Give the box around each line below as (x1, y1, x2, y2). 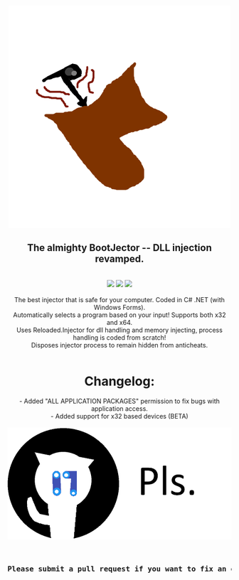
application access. (91, 404, 148, 413)
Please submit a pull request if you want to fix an (7, 564, 227, 574)
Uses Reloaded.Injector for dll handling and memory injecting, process (16, 326, 223, 334)
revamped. (95, 253, 144, 265)
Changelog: (84, 373, 155, 389)
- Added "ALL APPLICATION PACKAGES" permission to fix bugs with (18, 397, 221, 405)
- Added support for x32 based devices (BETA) (51, 412, 188, 420)
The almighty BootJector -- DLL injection (27, 242, 212, 254)
